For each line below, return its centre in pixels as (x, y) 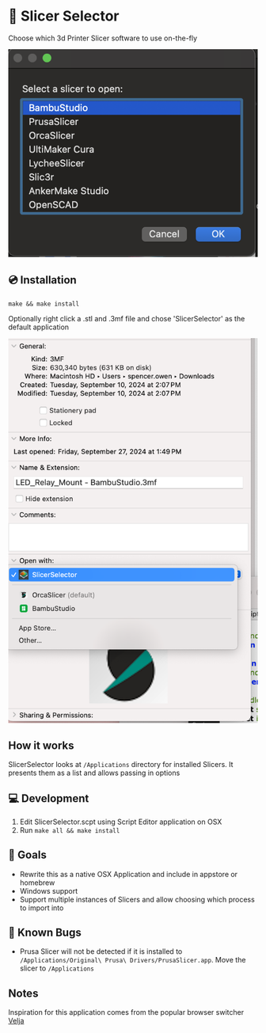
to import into (42, 908)
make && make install (44, 304)
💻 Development (49, 799)
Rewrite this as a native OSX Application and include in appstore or (129, 874)
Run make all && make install (70, 830)
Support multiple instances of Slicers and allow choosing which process (137, 899)
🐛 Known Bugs (45, 932)
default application (39, 327)
